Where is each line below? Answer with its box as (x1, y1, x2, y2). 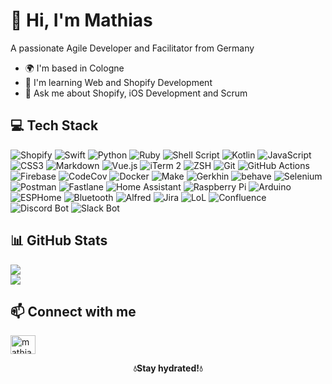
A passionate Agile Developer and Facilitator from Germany (10, 42, 255, 54)
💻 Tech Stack (10, 117, 99, 134)
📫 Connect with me (10, 303, 137, 320)
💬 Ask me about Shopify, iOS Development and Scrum (24, 87, 248, 99)
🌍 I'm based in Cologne (24, 62, 125, 74)
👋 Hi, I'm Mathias (10, 9, 153, 32)
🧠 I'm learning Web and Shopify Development (24, 76, 213, 88)
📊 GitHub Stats (10, 232, 108, 249)
